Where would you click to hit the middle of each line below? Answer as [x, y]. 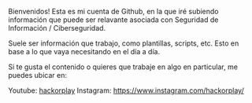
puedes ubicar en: [37, 75]
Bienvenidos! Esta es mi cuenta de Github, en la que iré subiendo [113, 11]
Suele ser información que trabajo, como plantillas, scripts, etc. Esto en [124, 43]
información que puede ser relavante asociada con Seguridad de [113, 20]
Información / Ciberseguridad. [57, 28]
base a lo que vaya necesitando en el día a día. [84, 51]
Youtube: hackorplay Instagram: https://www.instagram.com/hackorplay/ [126, 90]
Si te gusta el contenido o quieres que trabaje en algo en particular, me [123, 67]
